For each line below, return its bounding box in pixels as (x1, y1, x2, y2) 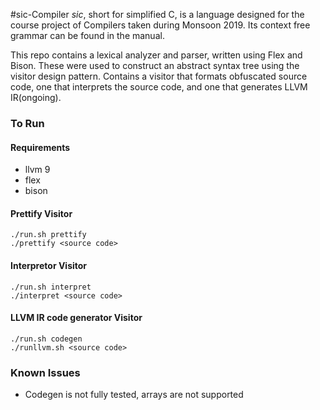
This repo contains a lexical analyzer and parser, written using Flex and (10, 49, 303, 61)
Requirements (10, 141, 71, 153)
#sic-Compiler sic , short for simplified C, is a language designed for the (10, 9, 305, 20)
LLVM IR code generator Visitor (10, 312, 143, 324)
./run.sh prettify (10, 230, 87, 240)
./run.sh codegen (10, 334, 83, 344)
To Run (10, 116, 45, 130)
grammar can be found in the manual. (10, 30, 165, 41)
